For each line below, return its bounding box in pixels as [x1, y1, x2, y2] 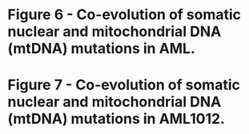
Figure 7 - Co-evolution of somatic [7, 76, 241, 94]
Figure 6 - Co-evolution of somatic [7, 6, 242, 24]
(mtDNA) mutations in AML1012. [7, 110, 226, 128]
